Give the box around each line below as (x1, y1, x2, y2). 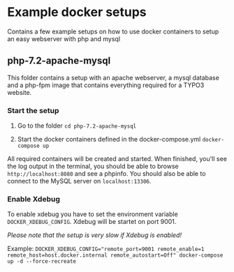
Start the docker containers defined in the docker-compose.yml (17, 135, 201, 144)
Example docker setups (7, 4, 147, 20)
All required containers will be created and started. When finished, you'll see (7, 155, 227, 163)
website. (7, 88, 32, 96)
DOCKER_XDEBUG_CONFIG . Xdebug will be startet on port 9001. (7, 218, 177, 226)
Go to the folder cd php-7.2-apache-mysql (17, 121, 137, 130)
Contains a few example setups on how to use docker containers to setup (7, 27, 219, 36)
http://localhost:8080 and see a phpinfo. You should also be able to (7, 169, 206, 178)
